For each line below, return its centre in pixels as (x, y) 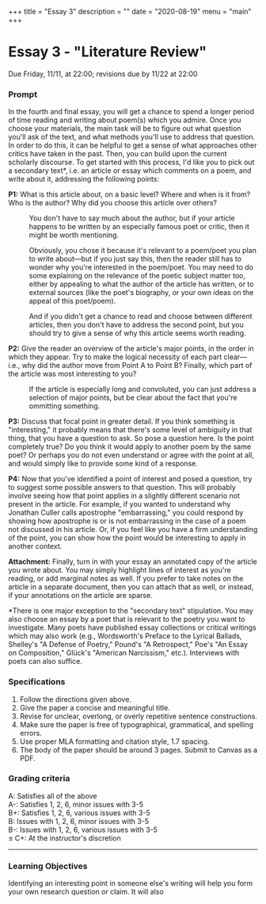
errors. (30, 733)
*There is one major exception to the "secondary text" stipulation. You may (131, 611)
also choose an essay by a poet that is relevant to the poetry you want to (127, 619)
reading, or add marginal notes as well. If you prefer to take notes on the (126, 579)
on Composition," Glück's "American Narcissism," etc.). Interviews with (124, 653)
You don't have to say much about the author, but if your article (132, 218)
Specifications (37, 682)
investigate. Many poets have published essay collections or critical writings (132, 628)
